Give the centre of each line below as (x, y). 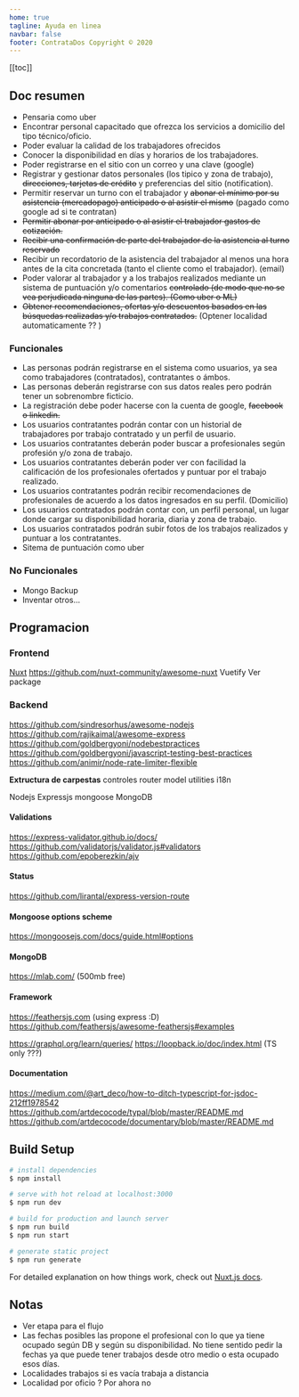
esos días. (41, 1364)
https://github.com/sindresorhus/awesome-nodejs (102, 724)
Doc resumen (47, 96)
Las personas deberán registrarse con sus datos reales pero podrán (147, 387)
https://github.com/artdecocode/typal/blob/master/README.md (126, 1112)
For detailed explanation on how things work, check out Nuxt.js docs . (136, 1277)
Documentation (39, 1074)
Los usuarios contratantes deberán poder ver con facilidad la (134, 462)
